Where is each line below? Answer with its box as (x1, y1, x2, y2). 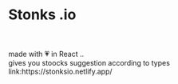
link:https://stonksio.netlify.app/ (8, 66, 113, 76)
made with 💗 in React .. (8, 49, 85, 58)
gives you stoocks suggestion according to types (8, 58, 170, 67)
